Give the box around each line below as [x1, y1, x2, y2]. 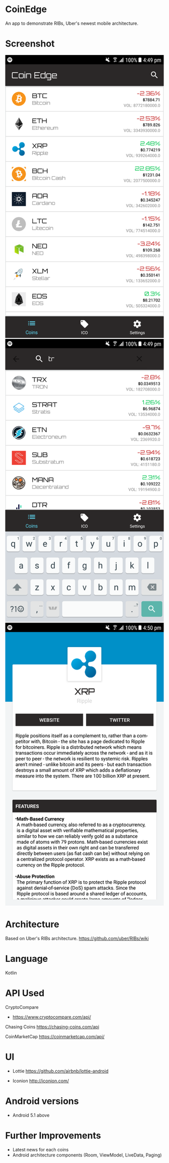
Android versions [5, 1095, 79, 1107]
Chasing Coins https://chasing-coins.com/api [5, 1024, 100, 1030]
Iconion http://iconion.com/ [12, 1078, 69, 1084]
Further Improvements [5, 1130, 102, 1141]
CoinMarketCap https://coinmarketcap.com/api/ [5, 1033, 105, 1039]
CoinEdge [5, 4, 47, 15]
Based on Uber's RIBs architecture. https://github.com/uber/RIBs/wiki [5, 935, 149, 941]
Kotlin [5, 970, 17, 976]
